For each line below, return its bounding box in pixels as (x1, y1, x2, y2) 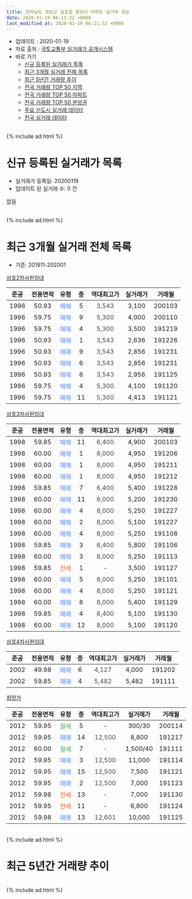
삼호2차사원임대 (6, 274, 44, 281)
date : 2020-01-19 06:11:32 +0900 (6, 15, 91, 21)
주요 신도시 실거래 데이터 (24, 106, 84, 114)
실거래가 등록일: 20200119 (15, 178, 79, 185)
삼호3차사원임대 (6, 410, 44, 418)
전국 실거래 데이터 (24, 114, 67, 121)
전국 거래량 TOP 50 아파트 (24, 91, 87, 98)
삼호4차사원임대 (6, 638, 44, 646)
